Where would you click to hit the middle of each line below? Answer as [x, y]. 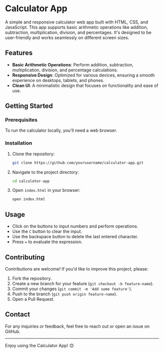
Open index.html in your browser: [46, 190]
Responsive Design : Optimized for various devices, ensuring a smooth [83, 75]
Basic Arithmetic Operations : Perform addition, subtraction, [73, 64]
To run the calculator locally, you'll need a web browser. [61, 130]
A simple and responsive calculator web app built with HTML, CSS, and [77, 22]
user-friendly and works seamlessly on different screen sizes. [67, 38]
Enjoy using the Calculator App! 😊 [40, 345]
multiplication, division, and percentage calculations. [65, 70]
